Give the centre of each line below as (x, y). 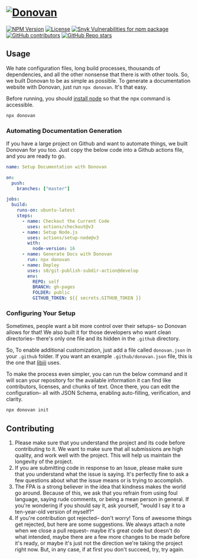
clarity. (14, 399)
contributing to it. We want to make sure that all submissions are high (99, 449)
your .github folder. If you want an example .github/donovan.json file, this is (99, 356)
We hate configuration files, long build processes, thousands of (83, 68)
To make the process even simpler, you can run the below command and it (97, 374)
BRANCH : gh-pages (54, 287)
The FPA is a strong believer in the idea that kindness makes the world (100, 487)
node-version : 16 (54, 249)
